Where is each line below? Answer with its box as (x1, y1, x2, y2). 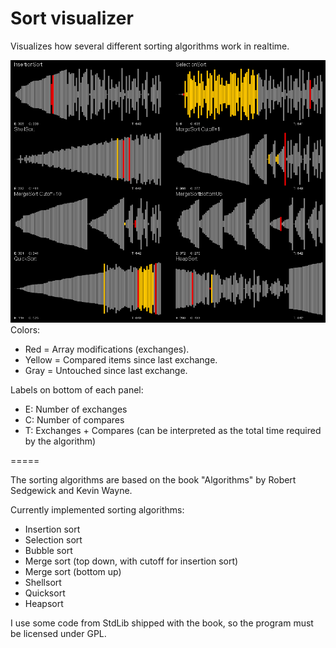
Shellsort (24, 576, 62, 588)
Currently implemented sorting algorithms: (10, 503, 185, 516)
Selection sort (24, 533, 83, 546)
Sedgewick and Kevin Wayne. (10, 484, 133, 496)
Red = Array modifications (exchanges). (24, 343, 190, 355)
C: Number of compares (24, 413, 125, 426)
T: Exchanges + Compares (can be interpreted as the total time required (24, 424, 322, 436)
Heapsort (24, 597, 64, 609)
